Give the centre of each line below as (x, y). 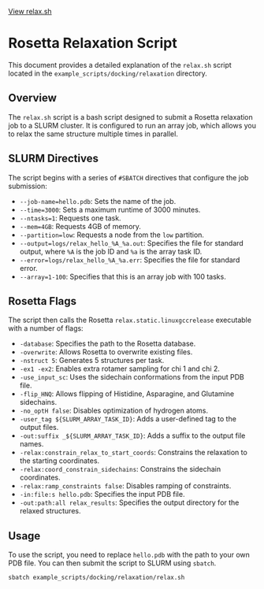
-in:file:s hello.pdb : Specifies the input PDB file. (102, 495)
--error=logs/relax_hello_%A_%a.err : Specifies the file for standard (130, 260)
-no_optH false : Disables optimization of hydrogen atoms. (114, 411)
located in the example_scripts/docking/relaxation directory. (108, 73)
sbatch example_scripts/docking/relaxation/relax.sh (97, 578)
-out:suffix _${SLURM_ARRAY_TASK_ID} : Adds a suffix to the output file (132, 435)
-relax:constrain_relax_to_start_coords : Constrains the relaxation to (134, 453)
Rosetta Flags (43, 301)
